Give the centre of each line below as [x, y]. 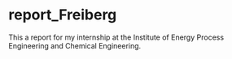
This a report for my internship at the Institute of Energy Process [116, 37]
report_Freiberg [63, 15]
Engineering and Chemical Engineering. [75, 45]
